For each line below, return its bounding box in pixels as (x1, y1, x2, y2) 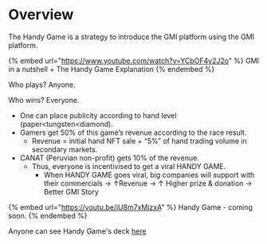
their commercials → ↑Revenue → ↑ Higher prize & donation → (43, 178, 253, 188)
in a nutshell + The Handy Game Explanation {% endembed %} (8, 64, 215, 73)
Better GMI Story (43, 187, 100, 196)
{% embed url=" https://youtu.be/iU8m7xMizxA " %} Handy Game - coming (8, 202, 253, 212)
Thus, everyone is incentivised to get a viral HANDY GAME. (31, 161, 226, 171)
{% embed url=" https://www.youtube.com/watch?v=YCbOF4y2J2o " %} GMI (8, 56, 260, 65)
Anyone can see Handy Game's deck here (8, 226, 147, 236)
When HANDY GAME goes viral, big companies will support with (43, 170, 255, 179)
